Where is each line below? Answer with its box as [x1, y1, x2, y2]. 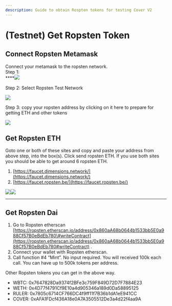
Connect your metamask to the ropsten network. [5, 63, 108, 69]
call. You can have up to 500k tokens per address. [12, 260, 119, 266]
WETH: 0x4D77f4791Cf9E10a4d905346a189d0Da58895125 [12, 285, 139, 291]
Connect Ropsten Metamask [5, 50, 98, 59]
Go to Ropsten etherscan [12, 222, 66, 228]
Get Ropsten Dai [5, 208, 58, 217]
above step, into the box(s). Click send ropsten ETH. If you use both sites [5, 153, 160, 159]
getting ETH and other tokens [5, 109, 68, 115]
